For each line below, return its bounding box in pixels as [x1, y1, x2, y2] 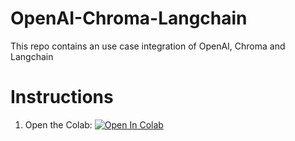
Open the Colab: [24, 118, 93, 131]
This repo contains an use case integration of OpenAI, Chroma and [10, 40, 286, 52]
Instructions [10, 86, 114, 109]
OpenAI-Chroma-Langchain [10, 7, 248, 30]
